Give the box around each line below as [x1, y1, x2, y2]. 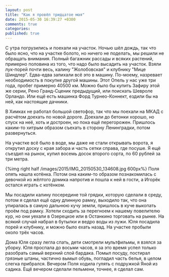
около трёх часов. [5, 229, 45, 235]
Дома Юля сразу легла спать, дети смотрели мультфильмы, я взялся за [5, 239, 162, 245]
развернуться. [5, 130, 37, 136]
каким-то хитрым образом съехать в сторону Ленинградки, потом [5, 125, 150, 131]
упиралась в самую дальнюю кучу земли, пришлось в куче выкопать [5, 203, 156, 208]
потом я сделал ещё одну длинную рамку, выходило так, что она [5, 197, 147, 203]
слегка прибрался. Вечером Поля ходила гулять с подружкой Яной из [5, 261, 158, 266]
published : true [5, 31, 39, 36]
